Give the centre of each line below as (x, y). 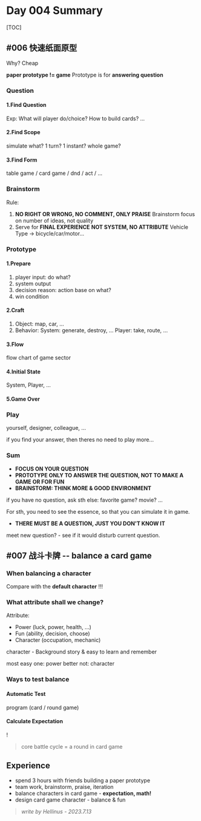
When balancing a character (49, 573)
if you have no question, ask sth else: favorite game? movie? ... (85, 500)
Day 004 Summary (54, 11)
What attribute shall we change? (55, 602)
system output (33, 284)
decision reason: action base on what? (63, 290)
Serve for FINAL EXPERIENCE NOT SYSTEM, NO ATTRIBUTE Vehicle (102, 227)
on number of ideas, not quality (54, 220)
